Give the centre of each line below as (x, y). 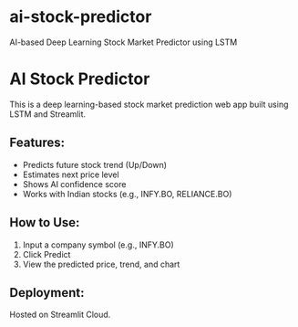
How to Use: (45, 222)
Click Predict (46, 254)
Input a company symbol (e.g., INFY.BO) (98, 245)
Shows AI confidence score (74, 184)
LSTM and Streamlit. (48, 114)
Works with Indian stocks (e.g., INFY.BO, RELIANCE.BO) (127, 194)
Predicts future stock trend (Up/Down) (94, 164)
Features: (37, 143)
